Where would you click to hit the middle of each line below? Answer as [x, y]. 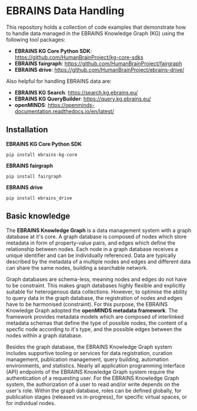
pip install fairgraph [34, 176]
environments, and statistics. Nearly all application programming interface [96, 365]
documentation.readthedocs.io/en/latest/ [64, 111]
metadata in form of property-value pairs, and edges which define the [91, 243]
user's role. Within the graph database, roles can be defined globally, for [94, 390]
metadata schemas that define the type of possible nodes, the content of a [97, 323]
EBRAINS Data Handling [65, 11]
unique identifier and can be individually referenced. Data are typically [91, 255]
